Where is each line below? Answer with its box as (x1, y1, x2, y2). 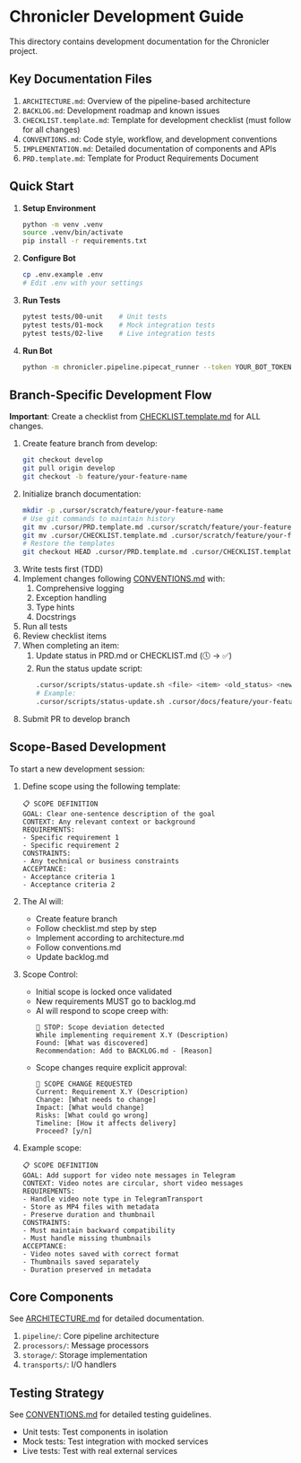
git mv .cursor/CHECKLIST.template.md (21, 531, 168, 540)
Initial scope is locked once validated (35, 986, 172, 997)
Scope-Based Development (9, 739, 167, 755)
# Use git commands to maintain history (21, 514, 176, 523)
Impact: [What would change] (35, 1103, 145, 1112)
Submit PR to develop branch (21, 713, 131, 724)
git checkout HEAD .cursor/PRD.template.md (21, 548, 188, 557)
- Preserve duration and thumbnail (21, 1210, 156, 1219)
